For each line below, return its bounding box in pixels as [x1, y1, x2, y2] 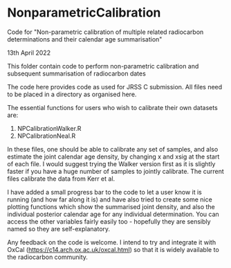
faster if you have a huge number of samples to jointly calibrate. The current [7, 167, 225, 175]
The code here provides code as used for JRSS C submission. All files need [7, 82, 223, 91]
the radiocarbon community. [7, 253, 89, 261]
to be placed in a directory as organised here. [7, 90, 137, 98]
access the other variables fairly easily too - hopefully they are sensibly [7, 217, 211, 226]
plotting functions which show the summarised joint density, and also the [7, 202, 216, 211]
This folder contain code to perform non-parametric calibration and [7, 62, 199, 70]
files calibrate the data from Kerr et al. [7, 175, 115, 183]
